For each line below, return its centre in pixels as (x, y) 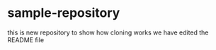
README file (26, 39)
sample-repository (64, 13)
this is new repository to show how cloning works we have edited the (108, 32)
